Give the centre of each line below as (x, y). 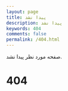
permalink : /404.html (33, 40)
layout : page (22, 12)
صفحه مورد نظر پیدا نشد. (34, 57)
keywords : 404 (24, 28)
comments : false (26, 34)
